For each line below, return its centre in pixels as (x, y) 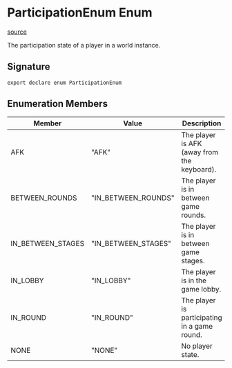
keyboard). (199, 169)
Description (202, 123)
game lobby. (201, 289)
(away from (200, 152)
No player (197, 346)
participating (202, 317)
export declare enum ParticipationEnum (65, 83)
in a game (197, 326)
